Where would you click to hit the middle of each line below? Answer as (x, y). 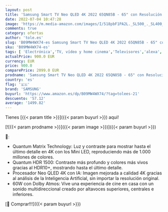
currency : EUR (20, 61)
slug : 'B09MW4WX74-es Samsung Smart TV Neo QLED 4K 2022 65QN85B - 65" (81, 43)
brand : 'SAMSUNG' (23, 89)
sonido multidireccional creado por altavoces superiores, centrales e (83, 189)
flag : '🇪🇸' (17, 84)
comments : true (21, 29)
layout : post (19, 10)
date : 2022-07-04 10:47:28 (33, 19)
